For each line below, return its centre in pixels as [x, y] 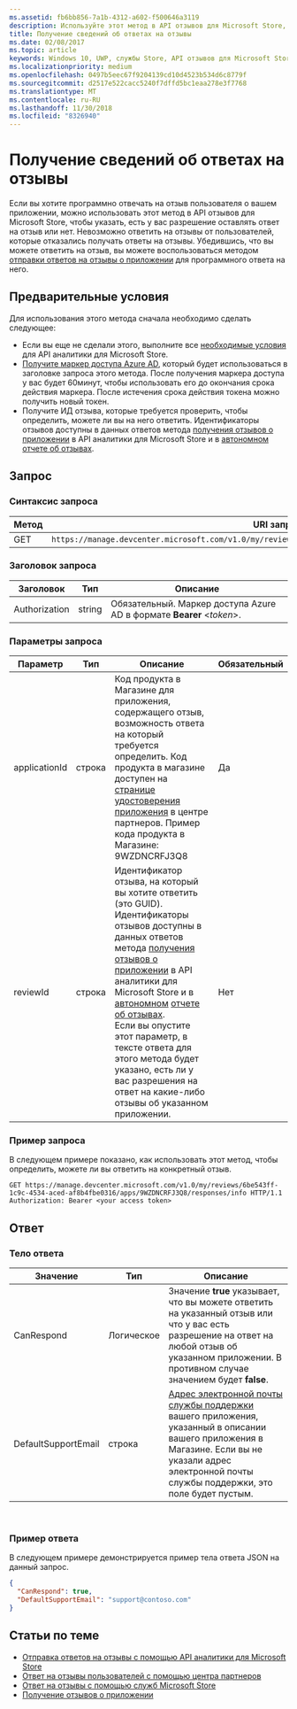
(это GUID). [139, 904]
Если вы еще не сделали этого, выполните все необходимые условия [154, 344]
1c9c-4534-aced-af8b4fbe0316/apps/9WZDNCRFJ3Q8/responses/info [128, 1193]
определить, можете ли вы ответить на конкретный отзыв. [120, 1169]
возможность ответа [160, 723]
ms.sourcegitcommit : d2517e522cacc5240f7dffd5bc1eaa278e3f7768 [128, 83]
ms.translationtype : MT [53, 91]
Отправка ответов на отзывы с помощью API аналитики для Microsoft [154, 1657]
